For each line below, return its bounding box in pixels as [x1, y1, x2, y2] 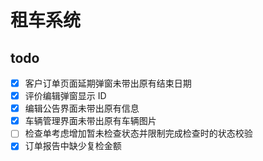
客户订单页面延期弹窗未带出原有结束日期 [24, 77, 192, 89]
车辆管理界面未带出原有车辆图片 [24, 115, 157, 127]
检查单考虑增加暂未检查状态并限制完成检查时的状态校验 [24, 127, 253, 140]
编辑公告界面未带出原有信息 [24, 102, 140, 115]
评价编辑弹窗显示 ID [24, 90, 107, 102]
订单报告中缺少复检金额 [24, 140, 122, 152]
